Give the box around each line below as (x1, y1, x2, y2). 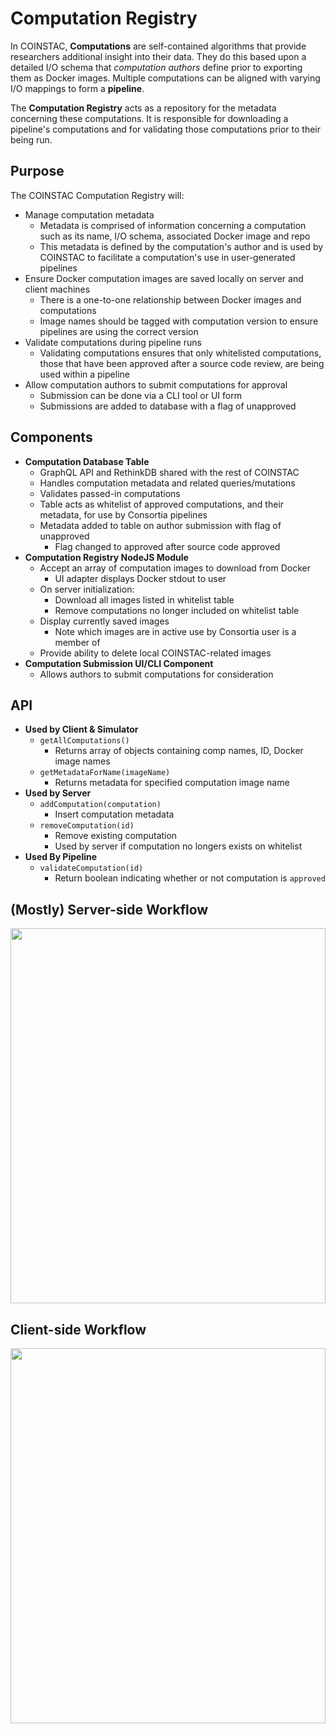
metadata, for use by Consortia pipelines (39, 508, 208, 521)
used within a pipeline (39, 368, 130, 380)
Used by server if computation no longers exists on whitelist (54, 840, 303, 852)
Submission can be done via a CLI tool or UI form (39, 389, 242, 401)
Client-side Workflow (10, 1321, 147, 1338)
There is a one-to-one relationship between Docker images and (39, 293, 302, 306)
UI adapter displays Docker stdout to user (54, 572, 227, 584)
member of (54, 636, 101, 648)
